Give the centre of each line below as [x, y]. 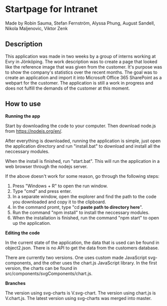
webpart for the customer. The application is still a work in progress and [79, 83]
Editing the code [22, 233]
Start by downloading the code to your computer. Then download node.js [80, 126]
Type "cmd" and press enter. [42, 191]
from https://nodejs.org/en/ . [34, 131]
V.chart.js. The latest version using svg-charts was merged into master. [78, 298]
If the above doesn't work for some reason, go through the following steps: [82, 176]
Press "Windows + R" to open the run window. [60, 186]
